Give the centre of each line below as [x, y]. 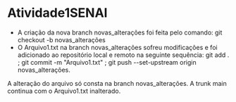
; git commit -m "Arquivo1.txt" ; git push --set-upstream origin [107, 62]
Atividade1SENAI [57, 13]
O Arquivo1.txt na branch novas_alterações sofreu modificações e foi [117, 47]
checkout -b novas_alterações [61, 39]
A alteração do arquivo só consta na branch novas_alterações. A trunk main [117, 83]
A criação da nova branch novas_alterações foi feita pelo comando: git [120, 32]
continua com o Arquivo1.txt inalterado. [64, 91]
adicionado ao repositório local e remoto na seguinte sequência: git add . [123, 55]
